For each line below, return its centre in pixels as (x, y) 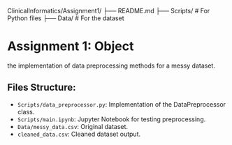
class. (26, 112)
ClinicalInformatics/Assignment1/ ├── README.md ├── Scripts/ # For (109, 11)
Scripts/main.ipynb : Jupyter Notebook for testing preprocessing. (111, 119)
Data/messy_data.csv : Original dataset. (72, 126)
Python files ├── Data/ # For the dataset (66, 18)
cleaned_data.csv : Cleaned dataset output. (79, 134)
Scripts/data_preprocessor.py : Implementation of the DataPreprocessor (121, 104)
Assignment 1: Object (71, 46)
